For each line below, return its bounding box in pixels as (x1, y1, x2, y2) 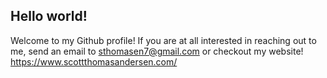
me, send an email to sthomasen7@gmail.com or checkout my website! (10, 45, 304, 57)
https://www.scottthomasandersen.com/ (10, 55, 178, 68)
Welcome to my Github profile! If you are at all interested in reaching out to (10, 34, 317, 46)
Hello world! (10, 8, 88, 25)
